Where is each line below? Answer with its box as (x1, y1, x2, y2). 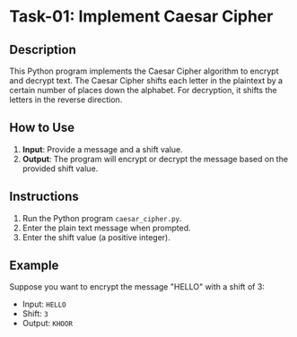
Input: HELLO (22, 298, 67, 310)
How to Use (9, 120, 75, 135)
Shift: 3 (22, 308, 48, 319)
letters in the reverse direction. (9, 94, 123, 105)
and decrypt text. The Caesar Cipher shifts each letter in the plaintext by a (9, 75, 284, 86)
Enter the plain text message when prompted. (22, 222, 191, 233)
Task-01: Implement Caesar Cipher (9, 6, 274, 27)
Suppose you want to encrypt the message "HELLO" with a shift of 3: (9, 281, 265, 292)
